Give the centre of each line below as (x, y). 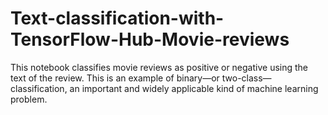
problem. (29, 99)
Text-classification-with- (117, 18)
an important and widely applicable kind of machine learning (194, 88)
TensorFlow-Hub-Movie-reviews (150, 39)
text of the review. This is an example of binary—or (115, 78)
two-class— (246, 78)
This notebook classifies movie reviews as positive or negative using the (159, 67)
